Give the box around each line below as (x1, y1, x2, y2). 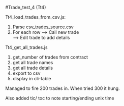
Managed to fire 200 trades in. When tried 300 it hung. (5, 85, 120, 91)
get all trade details (12, 65, 53, 71)
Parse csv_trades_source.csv (12, 24, 74, 30)
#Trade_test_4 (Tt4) (5, 5, 46, 10)
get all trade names (12, 60, 53, 65)
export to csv (12, 70, 41, 76)
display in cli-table (12, 76, 52, 81)
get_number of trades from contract (12, 54, 88, 60)
